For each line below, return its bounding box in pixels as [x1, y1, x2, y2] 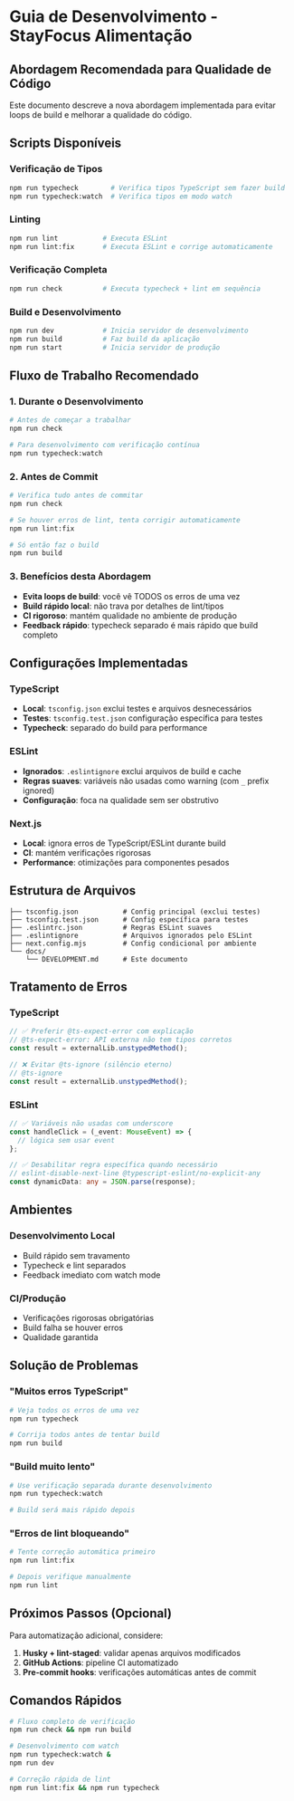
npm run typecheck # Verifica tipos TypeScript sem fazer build [9, 183, 285, 192]
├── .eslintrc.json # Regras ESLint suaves [9, 923, 213, 932]
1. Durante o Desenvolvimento [9, 395, 144, 407]
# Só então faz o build [9, 541, 100, 550]
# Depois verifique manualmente [9, 1573, 131, 1582]
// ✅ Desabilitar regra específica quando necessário [9, 1161, 218, 1170]
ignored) [22, 785, 55, 796]
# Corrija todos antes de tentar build [9, 1431, 160, 1440]
